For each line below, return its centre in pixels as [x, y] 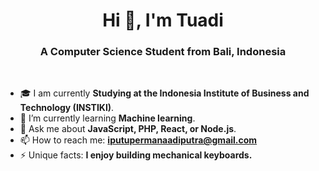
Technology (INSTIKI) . [67, 108]
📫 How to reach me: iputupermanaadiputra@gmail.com [138, 140]
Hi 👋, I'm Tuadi [163, 20]
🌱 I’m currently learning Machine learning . [107, 118]
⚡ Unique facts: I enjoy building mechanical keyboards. [136, 155]
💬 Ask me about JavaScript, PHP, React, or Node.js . [128, 129]
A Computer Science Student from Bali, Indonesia [163, 52]
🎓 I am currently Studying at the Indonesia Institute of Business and [164, 93]
